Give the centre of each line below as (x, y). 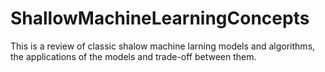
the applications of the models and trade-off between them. (133, 56)
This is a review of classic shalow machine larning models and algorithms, (163, 46)
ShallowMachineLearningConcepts (160, 18)
